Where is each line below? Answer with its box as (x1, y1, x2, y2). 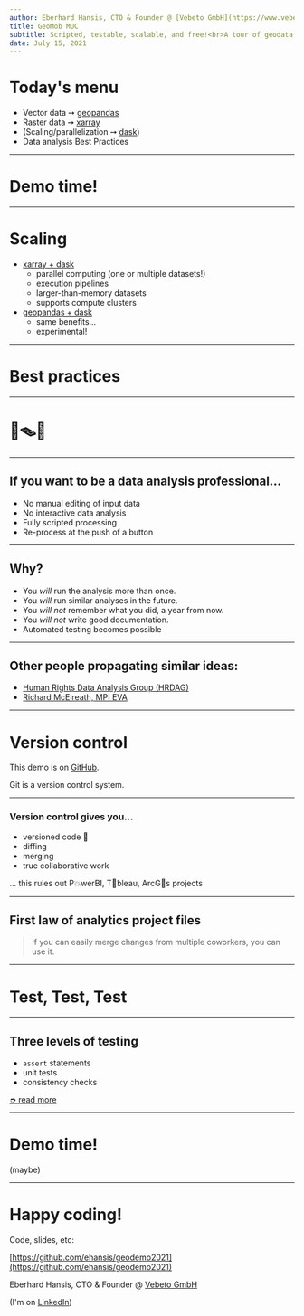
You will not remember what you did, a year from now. (22, 604, 224, 615)
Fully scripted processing (22, 516, 118, 527)
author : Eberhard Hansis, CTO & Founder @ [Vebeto (9, 13, 204, 23)
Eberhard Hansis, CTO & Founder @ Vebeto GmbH (9, 1279, 197, 1290)
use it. (31, 946, 55, 957)
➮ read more (9, 1094, 57, 1105)
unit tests (22, 1067, 58, 1078)
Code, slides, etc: (9, 1235, 75, 1245)
